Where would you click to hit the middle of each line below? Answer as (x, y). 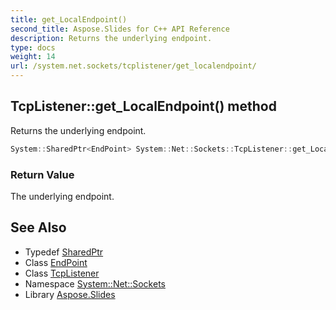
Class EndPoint (56, 262)
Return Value (42, 174)
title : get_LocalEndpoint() (69, 19)
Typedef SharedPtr (64, 252)
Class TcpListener (62, 273)
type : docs (33, 47)
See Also (38, 227)
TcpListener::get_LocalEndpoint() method (143, 106)
